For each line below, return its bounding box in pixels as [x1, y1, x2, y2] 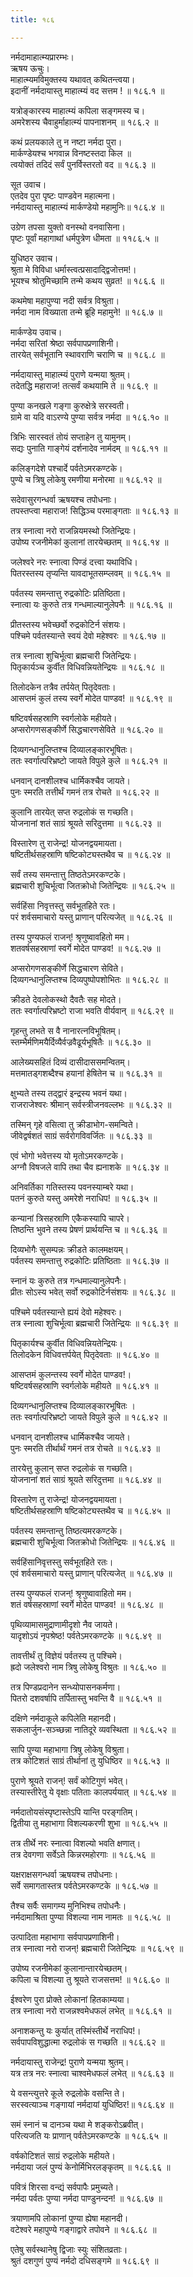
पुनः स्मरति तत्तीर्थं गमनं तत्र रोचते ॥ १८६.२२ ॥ [10, 786, 159, 798]
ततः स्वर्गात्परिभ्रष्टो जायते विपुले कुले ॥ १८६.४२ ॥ [10, 1411, 168, 1423]
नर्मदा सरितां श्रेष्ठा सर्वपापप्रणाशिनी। [10, 337, 120, 349]
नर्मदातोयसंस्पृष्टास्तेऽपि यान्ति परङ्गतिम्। [10, 1806, 139, 1818]
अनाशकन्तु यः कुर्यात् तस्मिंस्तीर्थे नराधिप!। [10, 2024, 142, 2036]
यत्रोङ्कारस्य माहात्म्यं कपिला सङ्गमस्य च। [10, 104, 146, 116]
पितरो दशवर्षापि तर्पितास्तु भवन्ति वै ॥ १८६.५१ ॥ [10, 1692, 162, 1704]
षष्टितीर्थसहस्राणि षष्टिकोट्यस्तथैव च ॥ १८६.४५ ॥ [10, 1504, 171, 1516]
